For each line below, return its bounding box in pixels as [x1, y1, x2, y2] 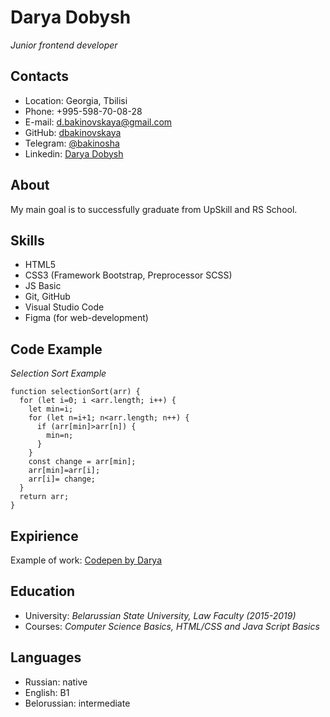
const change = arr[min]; [28, 457, 137, 467]
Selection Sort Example [10, 367, 107, 380]
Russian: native [24, 676, 88, 688]
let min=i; [28, 404, 74, 415]
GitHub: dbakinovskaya [24, 126, 122, 138]
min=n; [46, 431, 74, 441]
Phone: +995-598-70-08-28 [24, 105, 143, 117]
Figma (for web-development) [24, 312, 149, 324]
